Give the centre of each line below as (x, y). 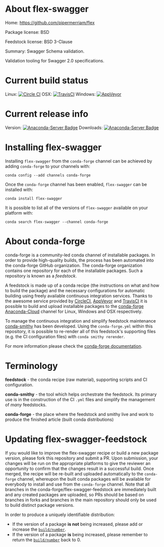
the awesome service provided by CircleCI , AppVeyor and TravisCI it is (76, 301)
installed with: (19, 190)
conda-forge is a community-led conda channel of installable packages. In (80, 255)
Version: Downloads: (54, 127)
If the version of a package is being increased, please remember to (80, 534)
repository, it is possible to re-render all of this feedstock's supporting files (80, 331)
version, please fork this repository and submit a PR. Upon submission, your (82, 458)
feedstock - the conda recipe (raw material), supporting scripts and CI (76, 380)
